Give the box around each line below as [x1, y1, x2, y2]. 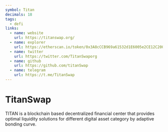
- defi [9, 21, 23, 26]
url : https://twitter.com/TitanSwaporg [14, 53, 97, 59]
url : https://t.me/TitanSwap [14, 72, 75, 77]
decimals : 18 [5, 12, 32, 17]
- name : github [9, 58, 41, 63]
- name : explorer [9, 40, 46, 45]
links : [5, 26, 19, 31]
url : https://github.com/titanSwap [14, 63, 88, 68]
